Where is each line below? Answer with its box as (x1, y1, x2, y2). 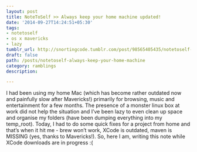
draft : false (6, 52, 38, 58)
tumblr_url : (6, 47, 35, 53)
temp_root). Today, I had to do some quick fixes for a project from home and (6, 120, 191, 127)
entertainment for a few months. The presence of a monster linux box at (6, 102, 180, 109)
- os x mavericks (6, 36, 49, 42)
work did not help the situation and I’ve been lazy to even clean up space (6, 108, 183, 115)
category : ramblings (6, 63, 57, 69)
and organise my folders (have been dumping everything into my (6, 115, 162, 122)
